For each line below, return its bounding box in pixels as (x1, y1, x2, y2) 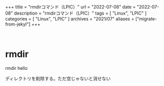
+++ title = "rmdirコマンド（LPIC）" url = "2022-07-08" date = (5, 4, 136, 10)
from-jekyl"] (5, 21, 31, 27)
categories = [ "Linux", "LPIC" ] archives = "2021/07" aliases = (5, 16, 134, 22)
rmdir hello (5, 65, 28, 71)
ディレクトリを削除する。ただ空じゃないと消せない (5, 75, 111, 81)
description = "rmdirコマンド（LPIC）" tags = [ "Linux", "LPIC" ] (14, 10, 147, 16)
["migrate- (135, 16, 157, 22)
